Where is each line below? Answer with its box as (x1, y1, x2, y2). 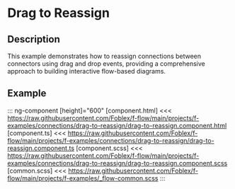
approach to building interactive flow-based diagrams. (7, 67, 166, 75)
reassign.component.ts (7, 144, 75, 152)
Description (7, 33, 60, 45)
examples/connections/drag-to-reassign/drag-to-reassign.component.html (7, 121, 227, 130)
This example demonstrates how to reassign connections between (7, 52, 202, 60)
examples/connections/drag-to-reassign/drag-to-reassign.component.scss (7, 159, 228, 167)
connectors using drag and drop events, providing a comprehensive (7, 59, 205, 68)
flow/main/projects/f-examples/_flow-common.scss (7, 173, 159, 182)
